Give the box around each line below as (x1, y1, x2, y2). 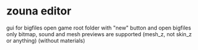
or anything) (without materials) (6, 37, 86, 44)
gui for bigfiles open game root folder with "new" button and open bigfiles (6, 24, 191, 31)
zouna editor (6, 4, 72, 18)
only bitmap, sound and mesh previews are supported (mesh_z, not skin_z (6, 30, 193, 37)
